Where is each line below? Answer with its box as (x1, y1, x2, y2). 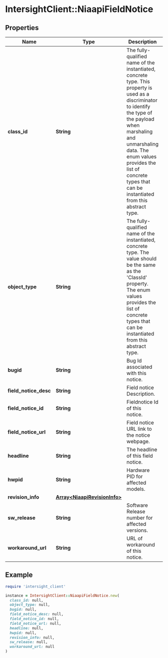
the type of (126, 109, 152, 116)
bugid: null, (9, 607, 37, 612)
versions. (126, 527, 148, 534)
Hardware (126, 467, 150, 474)
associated (126, 364, 152, 370)
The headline (126, 446, 157, 453)
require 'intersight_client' (5, 584, 66, 589)
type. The (126, 249, 149, 256)
